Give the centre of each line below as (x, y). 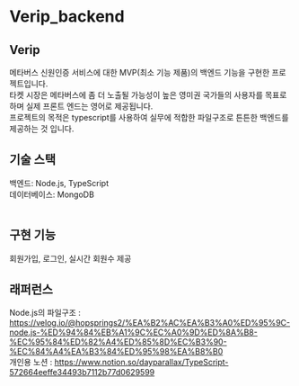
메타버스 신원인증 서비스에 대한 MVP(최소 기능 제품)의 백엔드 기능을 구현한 (140, 72)
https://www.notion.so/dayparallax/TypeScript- (141, 363)
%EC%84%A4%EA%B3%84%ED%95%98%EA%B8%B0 (116, 352)
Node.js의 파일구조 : (45, 313)
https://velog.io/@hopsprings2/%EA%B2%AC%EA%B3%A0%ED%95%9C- (150, 323)
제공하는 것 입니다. (42, 129)
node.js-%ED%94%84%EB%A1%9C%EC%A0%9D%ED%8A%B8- (133, 332)
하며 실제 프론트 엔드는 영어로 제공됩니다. (81, 106)
